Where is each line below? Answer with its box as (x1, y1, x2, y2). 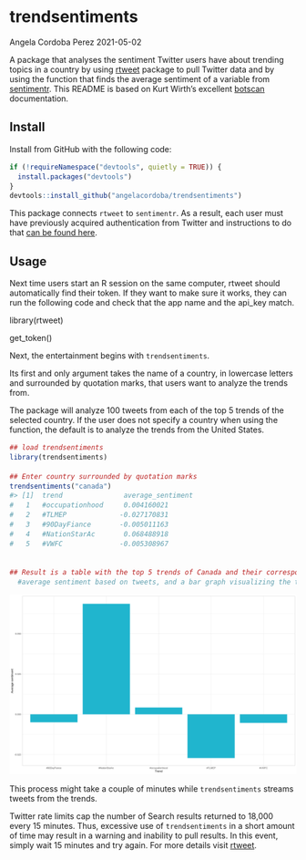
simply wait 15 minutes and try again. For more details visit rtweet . (9, 840, 258, 851)
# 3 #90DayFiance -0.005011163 (9, 520, 169, 530)
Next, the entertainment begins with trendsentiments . (9, 350, 210, 361)
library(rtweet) (9, 315, 64, 326)
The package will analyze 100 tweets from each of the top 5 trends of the (9, 405, 284, 416)
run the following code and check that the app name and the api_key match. (9, 297, 295, 308)
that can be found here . (9, 227, 98, 238)
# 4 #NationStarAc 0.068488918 (9, 529, 169, 539)
